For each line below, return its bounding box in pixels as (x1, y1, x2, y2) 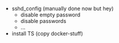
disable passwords (20, 18, 67, 24)
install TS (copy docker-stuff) (11, 30, 84, 37)
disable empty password (20, 11, 81, 18)
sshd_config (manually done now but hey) (11, 5, 114, 12)
